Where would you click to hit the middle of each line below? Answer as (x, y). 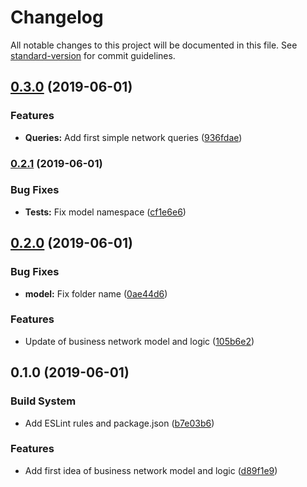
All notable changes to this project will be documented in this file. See (154, 45)
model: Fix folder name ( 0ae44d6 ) (96, 293)
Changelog (57, 17)
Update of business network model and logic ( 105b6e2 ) (139, 341)
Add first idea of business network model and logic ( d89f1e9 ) (151, 470)
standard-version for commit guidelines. (93, 55)
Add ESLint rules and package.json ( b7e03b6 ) (119, 423)
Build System (43, 401)
